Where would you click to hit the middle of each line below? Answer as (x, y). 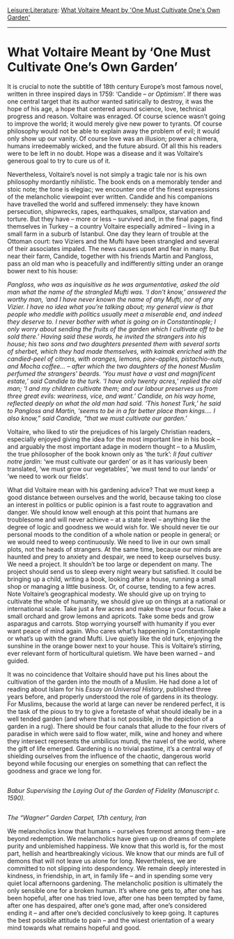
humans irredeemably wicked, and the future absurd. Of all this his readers (115, 145)
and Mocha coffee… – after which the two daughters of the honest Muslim (114, 366)
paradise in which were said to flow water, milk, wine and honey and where (115, 733)
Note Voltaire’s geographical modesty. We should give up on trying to (107, 594)
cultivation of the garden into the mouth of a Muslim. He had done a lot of (112, 682)
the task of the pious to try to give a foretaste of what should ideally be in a (115, 711)
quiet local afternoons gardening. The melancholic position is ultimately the (115, 883)
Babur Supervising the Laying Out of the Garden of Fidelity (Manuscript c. (114, 790)
